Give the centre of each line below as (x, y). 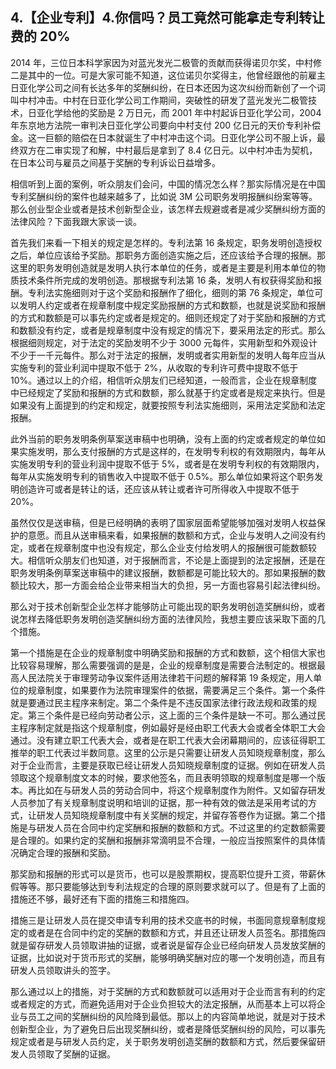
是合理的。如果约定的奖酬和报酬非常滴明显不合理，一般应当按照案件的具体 (163, 840)
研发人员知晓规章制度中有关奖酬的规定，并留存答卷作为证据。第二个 (176, 815)
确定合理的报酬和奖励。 (67, 852)
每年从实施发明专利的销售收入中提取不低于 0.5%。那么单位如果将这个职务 (162, 476)
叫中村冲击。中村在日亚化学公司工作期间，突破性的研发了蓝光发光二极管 (159, 100)
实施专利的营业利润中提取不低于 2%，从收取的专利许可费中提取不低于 (154, 367)
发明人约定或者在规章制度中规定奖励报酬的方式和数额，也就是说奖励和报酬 (172, 305)
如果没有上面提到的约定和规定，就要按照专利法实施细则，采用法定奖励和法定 (168, 405)
